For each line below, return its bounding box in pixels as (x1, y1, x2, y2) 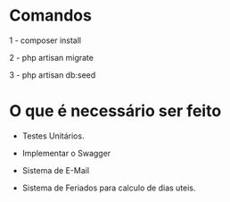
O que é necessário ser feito (9, 101, 222, 122)
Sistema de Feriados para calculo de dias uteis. (21, 182, 196, 193)
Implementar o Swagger (21, 147, 111, 158)
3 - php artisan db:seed (9, 69, 96, 80)
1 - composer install (9, 35, 82, 46)
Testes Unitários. (21, 130, 85, 141)
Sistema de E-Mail (21, 164, 90, 175)
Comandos (9, 5, 92, 26)
